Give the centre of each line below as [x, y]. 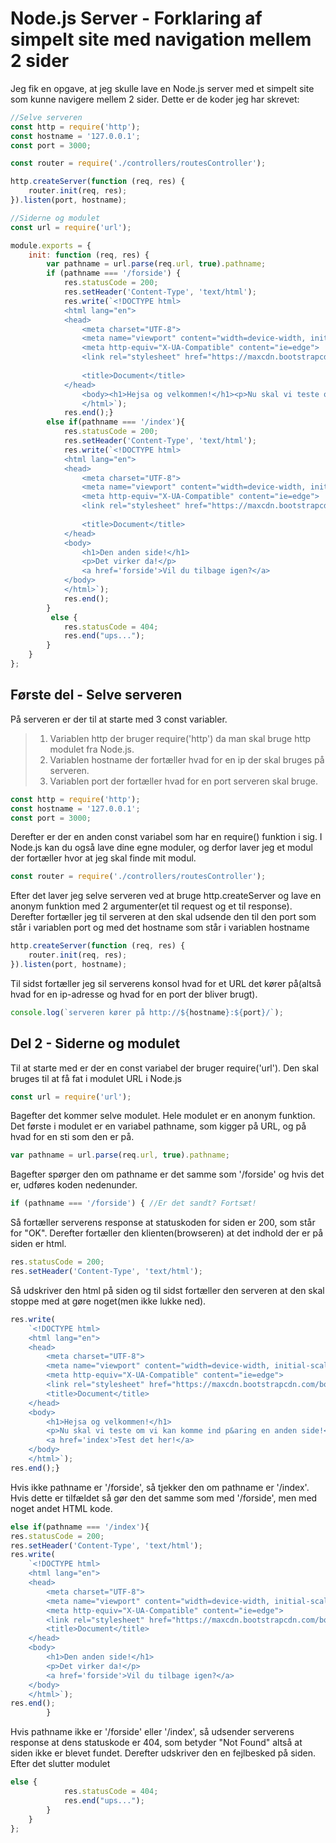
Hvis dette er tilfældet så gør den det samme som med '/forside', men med [164, 1498]
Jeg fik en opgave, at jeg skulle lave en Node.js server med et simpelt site [162, 88]
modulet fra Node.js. [92, 749]
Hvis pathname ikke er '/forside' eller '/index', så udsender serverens [152, 1732]
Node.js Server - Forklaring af [136, 18]
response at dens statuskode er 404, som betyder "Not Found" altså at [156, 1743]
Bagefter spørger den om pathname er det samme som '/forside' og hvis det [167, 1174]
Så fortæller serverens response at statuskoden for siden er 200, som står [163, 1223]
